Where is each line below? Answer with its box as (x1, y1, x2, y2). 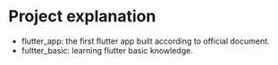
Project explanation (8, 6, 156, 27)
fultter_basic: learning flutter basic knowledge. (21, 45, 193, 55)
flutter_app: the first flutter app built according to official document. (21, 36, 270, 46)
